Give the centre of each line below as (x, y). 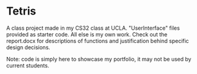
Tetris (21, 11)
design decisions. (28, 47)
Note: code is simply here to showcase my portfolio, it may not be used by (99, 59)
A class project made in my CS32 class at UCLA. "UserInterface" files (93, 28)
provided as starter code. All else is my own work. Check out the (87, 34)
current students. (28, 66)
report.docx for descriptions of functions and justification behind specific (98, 41)
